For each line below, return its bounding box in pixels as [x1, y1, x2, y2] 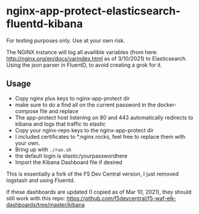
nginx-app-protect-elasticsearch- [6, 4, 181, 18]
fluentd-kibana [6, 17, 83, 31]
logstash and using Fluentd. [6, 176, 75, 184]
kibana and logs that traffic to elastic [14, 120, 106, 127]
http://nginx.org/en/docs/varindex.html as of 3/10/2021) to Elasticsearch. [6, 55, 187, 62]
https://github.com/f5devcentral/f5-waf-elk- [66, 194, 177, 202]
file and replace [39, 107, 78, 115]
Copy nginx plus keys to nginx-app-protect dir [14, 94, 130, 102]
